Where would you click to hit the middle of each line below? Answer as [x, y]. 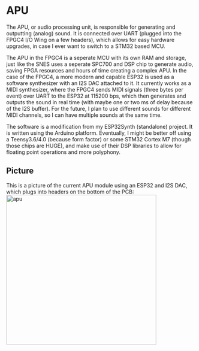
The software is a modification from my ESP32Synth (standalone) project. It [99, 126]
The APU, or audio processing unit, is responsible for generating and [91, 27]
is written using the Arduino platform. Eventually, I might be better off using [99, 133]
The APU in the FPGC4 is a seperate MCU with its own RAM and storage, [97, 58]
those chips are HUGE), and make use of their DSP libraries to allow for [94, 146]
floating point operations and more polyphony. [64, 152]
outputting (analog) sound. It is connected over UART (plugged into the [94, 33]
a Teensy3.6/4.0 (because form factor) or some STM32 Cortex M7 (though [99, 139]
